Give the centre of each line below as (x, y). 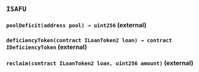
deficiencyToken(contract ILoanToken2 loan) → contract (89, 40)
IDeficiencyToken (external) (47, 47)
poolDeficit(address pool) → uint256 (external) (76, 25)
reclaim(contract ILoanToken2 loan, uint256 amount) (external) (100, 63)
